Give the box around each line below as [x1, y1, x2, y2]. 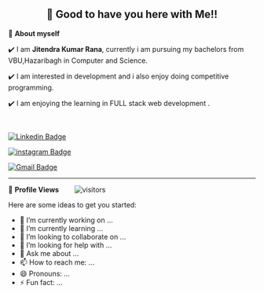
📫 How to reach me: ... [19, 257, 95, 267]
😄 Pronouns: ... [19, 269, 71, 278]
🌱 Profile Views [8, 185, 60, 194]
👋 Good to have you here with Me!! [46, 8, 218, 21]
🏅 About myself [8, 28, 60, 38]
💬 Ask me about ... [19, 248, 79, 258]
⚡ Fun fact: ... [19, 277, 63, 287]
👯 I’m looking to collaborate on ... [19, 232, 126, 241]
